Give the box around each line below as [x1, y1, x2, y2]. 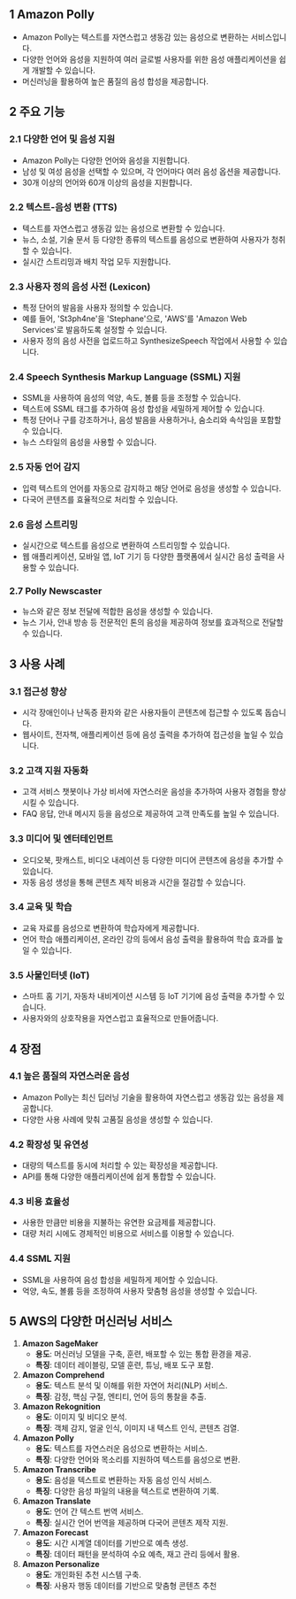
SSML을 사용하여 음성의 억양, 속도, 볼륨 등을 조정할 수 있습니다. [21, 393, 241, 404]
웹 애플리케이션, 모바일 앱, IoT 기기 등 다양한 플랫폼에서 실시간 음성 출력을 [21, 550, 276, 561]
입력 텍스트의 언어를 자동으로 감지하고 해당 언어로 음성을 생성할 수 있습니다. [21, 482, 282, 494]
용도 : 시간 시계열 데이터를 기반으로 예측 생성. [34, 1537, 189, 1548]
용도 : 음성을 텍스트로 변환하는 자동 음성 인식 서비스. [34, 1474, 212, 1485]
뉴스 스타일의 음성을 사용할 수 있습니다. [21, 437, 157, 448]
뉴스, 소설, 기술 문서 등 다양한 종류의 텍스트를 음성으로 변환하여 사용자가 [21, 234, 269, 244]
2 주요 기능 [9, 104, 65, 119]
